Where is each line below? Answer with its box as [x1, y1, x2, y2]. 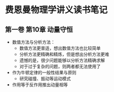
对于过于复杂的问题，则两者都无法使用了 [19, 64, 101, 69]
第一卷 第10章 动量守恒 [5, 25, 73, 34]
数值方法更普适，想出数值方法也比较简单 [19, 45, 101, 51]
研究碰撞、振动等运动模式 [19, 76, 71, 81]
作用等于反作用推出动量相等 [12, 82, 68, 88]
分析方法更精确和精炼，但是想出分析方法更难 [19, 52, 110, 57]
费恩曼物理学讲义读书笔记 [5, 4, 108, 16]
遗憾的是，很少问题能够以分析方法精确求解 [19, 57, 105, 63]
